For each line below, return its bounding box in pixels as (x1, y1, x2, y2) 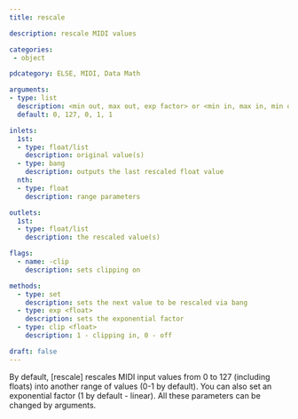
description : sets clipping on (25, 265, 141, 274)
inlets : (9, 126, 38, 135)
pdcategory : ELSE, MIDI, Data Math (9, 69, 141, 78)
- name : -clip (17, 257, 69, 266)
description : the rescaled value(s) (25, 233, 161, 242)
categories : (9, 45, 53, 54)
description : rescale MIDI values (9, 28, 137, 38)
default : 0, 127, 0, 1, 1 (17, 110, 114, 119)
